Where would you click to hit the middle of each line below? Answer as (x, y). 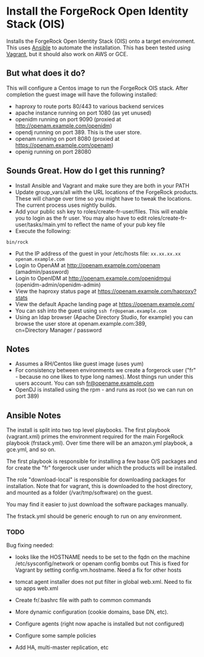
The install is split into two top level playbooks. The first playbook (88, 430)
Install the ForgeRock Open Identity (97, 11)
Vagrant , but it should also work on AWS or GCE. (67, 54)
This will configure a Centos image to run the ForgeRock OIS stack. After (97, 88)
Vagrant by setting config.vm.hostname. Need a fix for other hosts (98, 570)
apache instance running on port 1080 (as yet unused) (83, 113)
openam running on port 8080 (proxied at (67, 138)
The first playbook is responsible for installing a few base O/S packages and (102, 461)
